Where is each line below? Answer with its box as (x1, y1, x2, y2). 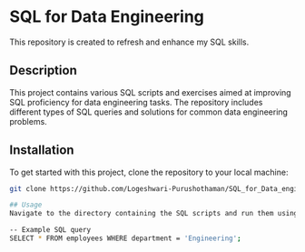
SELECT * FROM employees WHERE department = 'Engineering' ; (9, 234, 242, 243)
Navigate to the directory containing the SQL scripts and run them (9, 209, 274, 218)
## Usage (9, 200, 43, 210)
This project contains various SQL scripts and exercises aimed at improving (9, 86, 292, 97)
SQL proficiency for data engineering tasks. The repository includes (9, 96, 263, 107)
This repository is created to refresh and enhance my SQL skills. (9, 36, 250, 47)
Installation (9, 143, 74, 158)
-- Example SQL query (9, 226, 92, 235)
